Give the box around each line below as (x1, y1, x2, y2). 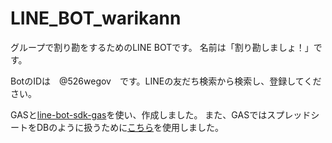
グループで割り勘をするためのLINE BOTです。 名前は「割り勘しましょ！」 (10, 41, 314, 53)
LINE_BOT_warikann (10, 7, 182, 30)
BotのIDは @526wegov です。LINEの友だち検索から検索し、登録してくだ (10, 75, 322, 87)
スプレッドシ (266, 108, 320, 121)
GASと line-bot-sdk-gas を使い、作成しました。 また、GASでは (10, 108, 268, 121)
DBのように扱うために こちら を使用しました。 (36, 121, 224, 133)
